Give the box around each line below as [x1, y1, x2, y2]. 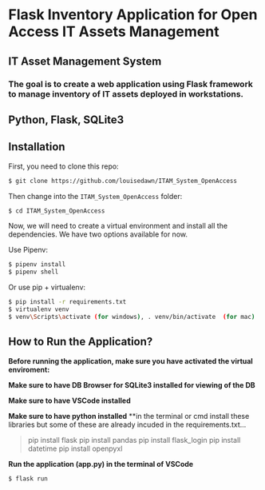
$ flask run [8, 474, 48, 483]
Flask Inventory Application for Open [8, 6, 258, 24]
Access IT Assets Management [8, 22, 220, 41]
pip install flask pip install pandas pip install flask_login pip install [27, 435, 241, 444]
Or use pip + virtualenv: [8, 282, 86, 293]
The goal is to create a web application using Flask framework [8, 78, 254, 90]
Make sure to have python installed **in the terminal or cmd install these [8, 411, 250, 420]
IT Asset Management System [8, 54, 162, 68]
